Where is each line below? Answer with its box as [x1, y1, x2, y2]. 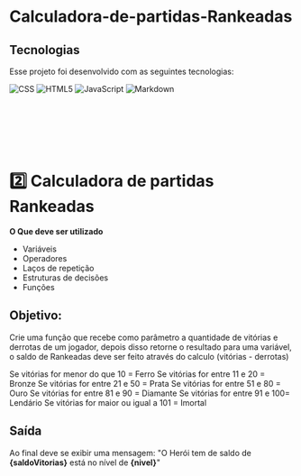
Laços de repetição [22, 262, 95, 273]
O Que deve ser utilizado [9, 225, 104, 236]
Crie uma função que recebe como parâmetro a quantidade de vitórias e [9, 332, 278, 343]
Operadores [22, 252, 68, 263]
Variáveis [22, 243, 57, 254]
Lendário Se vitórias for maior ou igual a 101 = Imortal [9, 397, 207, 407]
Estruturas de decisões [22, 272, 109, 283]
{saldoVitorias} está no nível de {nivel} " [9, 457, 160, 468]
